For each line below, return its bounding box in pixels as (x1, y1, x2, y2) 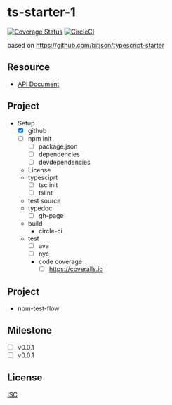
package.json (38, 142, 78, 151)
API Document (17, 80, 60, 88)
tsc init (38, 180, 58, 189)
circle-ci (38, 227, 63, 235)
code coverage (38, 257, 83, 266)
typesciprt (27, 173, 58, 181)
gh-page (38, 212, 64, 219)
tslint (38, 188, 53, 197)
